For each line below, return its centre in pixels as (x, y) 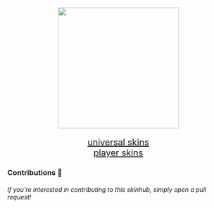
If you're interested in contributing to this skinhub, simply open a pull (107, 189)
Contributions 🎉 (35, 173)
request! (19, 197)
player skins (118, 153)
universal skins (118, 143)
